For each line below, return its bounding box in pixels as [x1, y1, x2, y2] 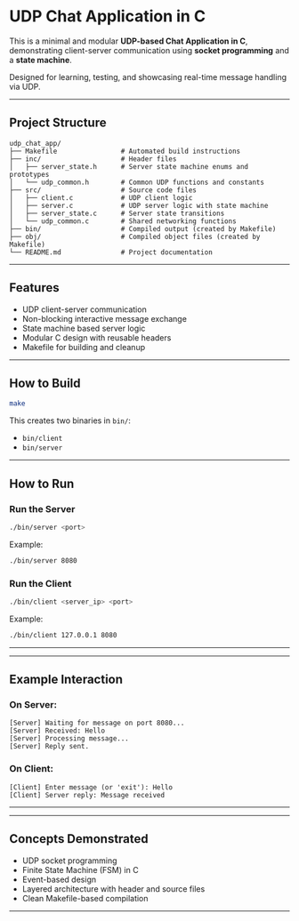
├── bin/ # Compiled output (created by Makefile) [9, 224, 277, 233]
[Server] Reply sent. [9, 742, 90, 751]
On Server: [9, 699, 58, 711]
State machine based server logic [21, 323, 146, 333]
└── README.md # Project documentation [9, 247, 214, 257]
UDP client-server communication [21, 304, 147, 315]
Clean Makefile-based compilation [21, 893, 149, 903]
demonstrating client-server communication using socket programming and [9, 44, 289, 55]
